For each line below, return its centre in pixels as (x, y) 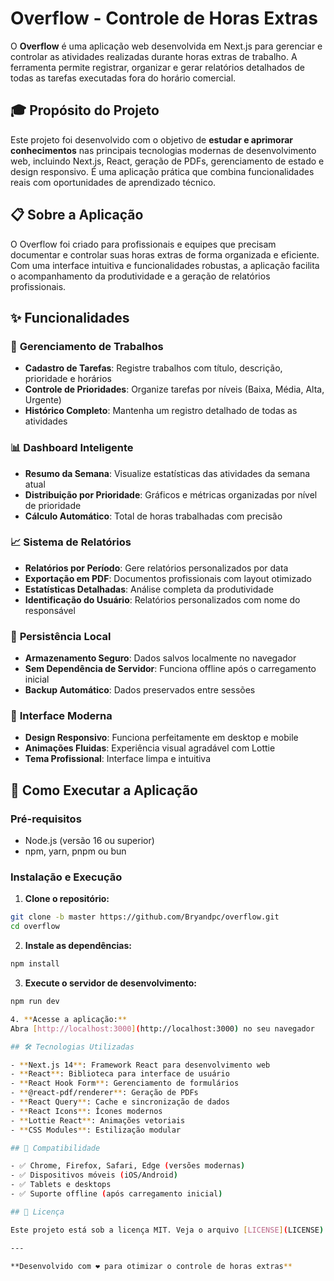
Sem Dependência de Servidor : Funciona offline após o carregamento (170, 669)
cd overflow (35, 927)
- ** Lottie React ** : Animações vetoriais (98, 1120)
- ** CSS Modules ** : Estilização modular (96, 1130)
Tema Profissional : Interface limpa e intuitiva (118, 759)
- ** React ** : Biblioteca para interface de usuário (120, 1074)
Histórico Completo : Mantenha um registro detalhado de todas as (161, 411)
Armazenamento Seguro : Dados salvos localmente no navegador (160, 658)
